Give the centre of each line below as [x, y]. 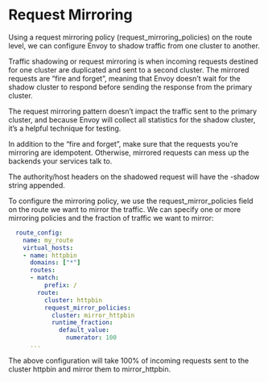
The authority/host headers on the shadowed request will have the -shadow [134, 176]
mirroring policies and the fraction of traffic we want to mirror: [111, 218]
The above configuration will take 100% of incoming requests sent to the [129, 360]
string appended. [37, 185]
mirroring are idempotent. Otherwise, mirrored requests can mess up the [129, 152]
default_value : [85, 330]
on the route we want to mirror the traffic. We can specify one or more [125, 209]
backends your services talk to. [60, 161]
